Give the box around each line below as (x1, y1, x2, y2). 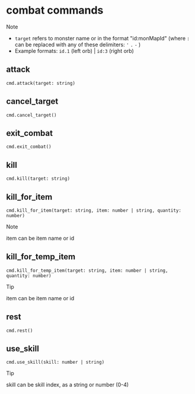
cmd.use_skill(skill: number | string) (6, 360, 105, 366)
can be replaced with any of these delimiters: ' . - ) (14, 41, 141, 48)
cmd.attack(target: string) (6, 80, 76, 86)
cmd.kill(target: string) (6, 176, 70, 182)
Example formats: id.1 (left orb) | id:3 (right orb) (14, 47, 135, 54)
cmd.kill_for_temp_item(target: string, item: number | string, (6, 268, 168, 274)
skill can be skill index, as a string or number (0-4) (6, 381, 129, 389)
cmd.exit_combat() (6, 144, 52, 150)
